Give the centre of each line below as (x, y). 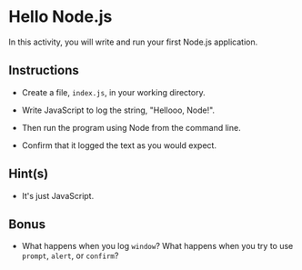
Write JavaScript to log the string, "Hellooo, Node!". (118, 110)
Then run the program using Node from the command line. (131, 127)
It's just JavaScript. (58, 195)
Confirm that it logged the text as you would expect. (119, 145)
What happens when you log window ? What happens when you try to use (157, 246)
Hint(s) (29, 174)
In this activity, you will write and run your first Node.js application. (133, 42)
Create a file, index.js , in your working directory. (113, 92)
